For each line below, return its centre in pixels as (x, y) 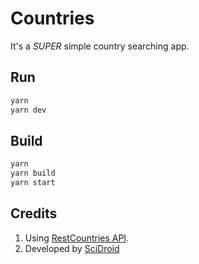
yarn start (33, 183)
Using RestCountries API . (77, 238)
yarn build (33, 173)
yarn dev (28, 110)
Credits (34, 213)
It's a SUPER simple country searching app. (100, 46)
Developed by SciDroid (72, 248)
